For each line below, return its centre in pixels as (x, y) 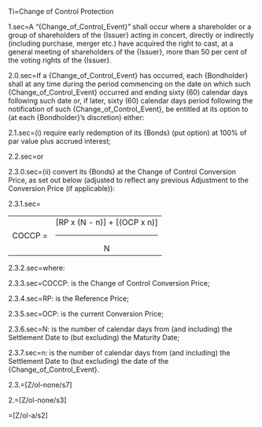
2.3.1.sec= (24, 204)
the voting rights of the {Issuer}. (60, 60)
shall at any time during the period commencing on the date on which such (129, 84)
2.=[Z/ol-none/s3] (37, 400)
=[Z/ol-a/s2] (28, 415)
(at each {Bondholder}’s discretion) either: (76, 117)
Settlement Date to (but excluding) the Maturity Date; (94, 337)
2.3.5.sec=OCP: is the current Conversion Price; (86, 314)
